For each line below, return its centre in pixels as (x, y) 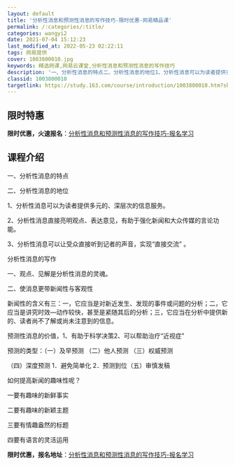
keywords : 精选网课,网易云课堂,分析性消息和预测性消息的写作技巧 (91, 66)
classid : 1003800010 (37, 79)
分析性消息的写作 (32, 259)
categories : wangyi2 (37, 33)
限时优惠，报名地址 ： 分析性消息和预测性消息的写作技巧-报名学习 (101, 455)
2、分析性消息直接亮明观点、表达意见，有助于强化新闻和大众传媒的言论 (110, 220)
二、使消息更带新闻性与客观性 (50, 288)
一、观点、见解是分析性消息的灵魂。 (59, 273)
